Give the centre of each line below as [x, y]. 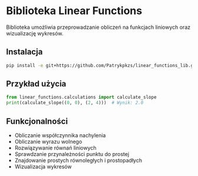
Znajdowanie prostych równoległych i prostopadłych [78, 160]
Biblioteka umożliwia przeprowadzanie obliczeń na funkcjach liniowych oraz [98, 27]
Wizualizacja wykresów [43, 167]
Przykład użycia [36, 84]
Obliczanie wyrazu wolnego [48, 142]
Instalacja [24, 52]
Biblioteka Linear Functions [74, 11]
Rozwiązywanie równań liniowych [55, 148]
